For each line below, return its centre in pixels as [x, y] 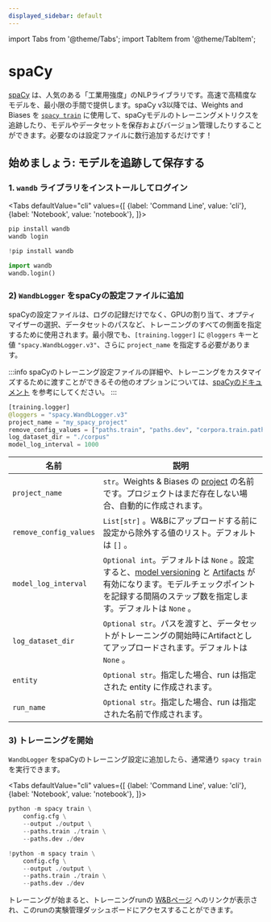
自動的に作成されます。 [163, 506]
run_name [29, 708]
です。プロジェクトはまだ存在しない [171, 494]
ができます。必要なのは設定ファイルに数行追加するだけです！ [110, 135]
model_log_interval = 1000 [54, 445]
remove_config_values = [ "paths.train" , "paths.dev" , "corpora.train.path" [138, 430]
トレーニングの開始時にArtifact [177, 636]
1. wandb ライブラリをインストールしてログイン [98, 188]
